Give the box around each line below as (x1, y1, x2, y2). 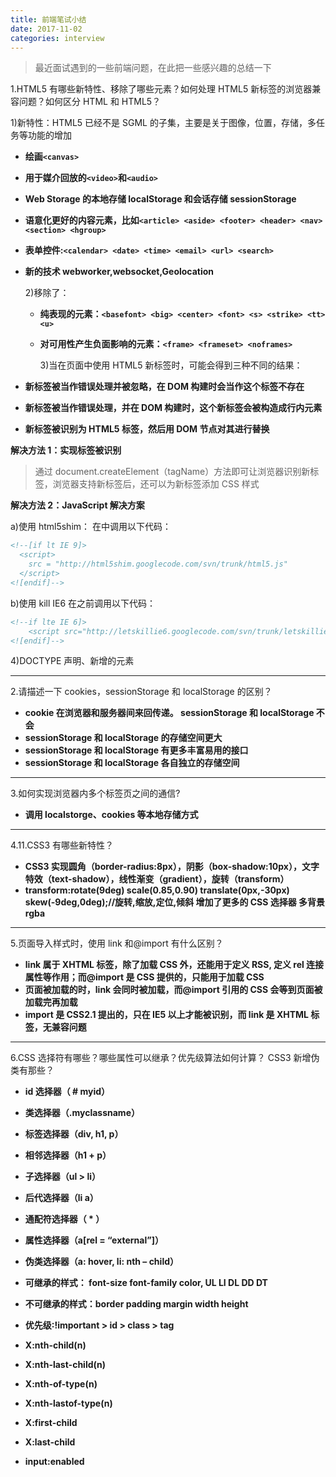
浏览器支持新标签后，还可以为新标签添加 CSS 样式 (52, 478, 260, 490)
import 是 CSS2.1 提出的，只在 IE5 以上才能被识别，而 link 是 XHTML (24, 1009, 310, 1021)
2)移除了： (24, 287, 70, 299)
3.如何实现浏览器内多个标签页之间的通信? (10, 787, 181, 800)
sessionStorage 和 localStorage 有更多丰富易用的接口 (24, 744, 249, 756)
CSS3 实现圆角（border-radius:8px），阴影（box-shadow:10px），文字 (24, 861, 320, 873)
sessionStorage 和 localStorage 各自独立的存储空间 (24, 757, 240, 769)
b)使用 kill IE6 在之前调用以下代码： (10, 597, 157, 609)
